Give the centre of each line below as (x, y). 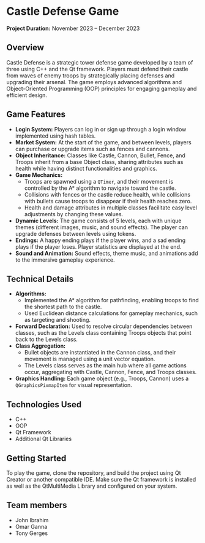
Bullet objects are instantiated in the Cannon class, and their (100, 353)
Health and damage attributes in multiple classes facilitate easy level (111, 208)
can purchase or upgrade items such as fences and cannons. (92, 149)
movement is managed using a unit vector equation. (90, 359)
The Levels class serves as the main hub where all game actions (105, 365)
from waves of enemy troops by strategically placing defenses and (91, 76)
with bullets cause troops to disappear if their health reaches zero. (108, 201)
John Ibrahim (32, 520)
